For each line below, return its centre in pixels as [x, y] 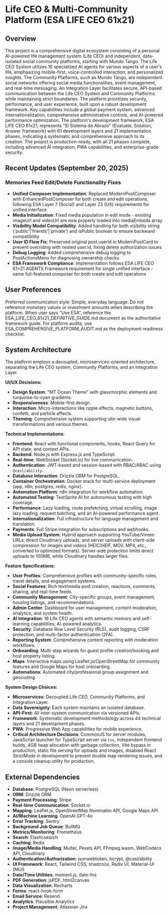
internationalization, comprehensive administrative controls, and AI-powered [84, 115]
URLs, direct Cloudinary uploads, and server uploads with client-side [83, 540]
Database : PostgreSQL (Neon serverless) [55, 789]
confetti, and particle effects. [42, 414]
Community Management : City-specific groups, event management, [84, 597]
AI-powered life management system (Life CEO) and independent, [73, 56]
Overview [21, 39]
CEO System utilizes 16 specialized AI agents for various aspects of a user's [83, 67]
